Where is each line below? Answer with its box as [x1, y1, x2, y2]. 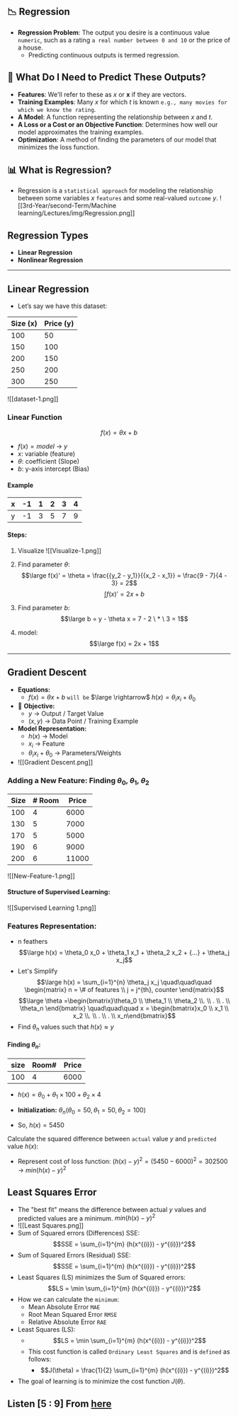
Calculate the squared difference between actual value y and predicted [7, 1135, 217, 1143]
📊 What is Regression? [7, 164, 112, 176]
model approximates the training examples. [17, 127, 144, 136]
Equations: [17, 685, 51, 694]
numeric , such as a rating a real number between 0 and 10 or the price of [17, 35, 230, 44]
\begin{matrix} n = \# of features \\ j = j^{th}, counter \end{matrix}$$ [24, 986, 225, 994]
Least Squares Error [7, 1187, 97, 1199]
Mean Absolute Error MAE [28, 1303, 101, 1311]
